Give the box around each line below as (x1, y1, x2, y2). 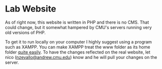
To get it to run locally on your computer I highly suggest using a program (5, 39, 152, 44)
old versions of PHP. (5, 29, 46, 35)
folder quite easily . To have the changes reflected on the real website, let (5, 49, 150, 55)
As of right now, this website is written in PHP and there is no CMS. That (5, 19, 149, 25)
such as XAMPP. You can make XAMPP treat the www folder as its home (5, 44, 150, 50)
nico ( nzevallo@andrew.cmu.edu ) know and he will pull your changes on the (5, 54, 158, 60)
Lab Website (5, 3, 57, 14)
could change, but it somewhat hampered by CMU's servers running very (5, 24, 152, 30)
